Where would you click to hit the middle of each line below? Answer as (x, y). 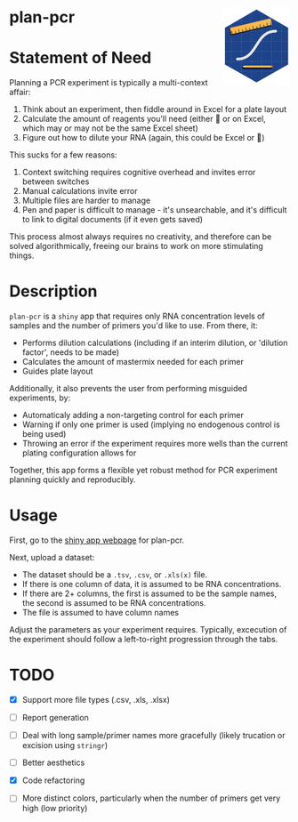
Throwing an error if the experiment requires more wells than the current (155, 444)
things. (22, 255)
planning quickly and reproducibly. (72, 479)
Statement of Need (81, 58)
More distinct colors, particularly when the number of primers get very (151, 798)
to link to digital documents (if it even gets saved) (112, 220)
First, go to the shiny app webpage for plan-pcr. (97, 540)
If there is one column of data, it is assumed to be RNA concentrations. (152, 584)
